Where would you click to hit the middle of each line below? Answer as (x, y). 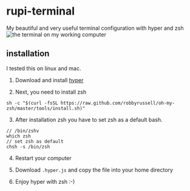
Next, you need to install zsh (51, 92)
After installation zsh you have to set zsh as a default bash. (89, 119)
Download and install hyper (49, 80)
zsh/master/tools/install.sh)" (46, 108)
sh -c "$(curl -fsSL (32, 103)
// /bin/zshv (23, 131)
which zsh (19, 136)
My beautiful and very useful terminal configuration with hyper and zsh (95, 28)
